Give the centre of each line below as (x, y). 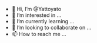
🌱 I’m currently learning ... (43, 21)
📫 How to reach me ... (39, 34)
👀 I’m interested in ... (36, 15)
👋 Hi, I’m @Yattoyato (36, 9)
